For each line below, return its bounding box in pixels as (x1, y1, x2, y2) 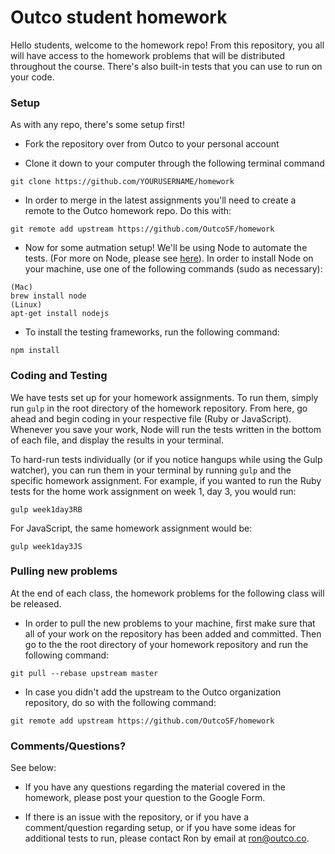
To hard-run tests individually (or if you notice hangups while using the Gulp (10, 453, 323, 465)
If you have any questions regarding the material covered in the (24, 781, 286, 793)
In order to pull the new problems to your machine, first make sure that (24, 617, 316, 629)
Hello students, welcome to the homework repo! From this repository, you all (10, 39, 325, 51)
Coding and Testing (10, 369, 108, 383)
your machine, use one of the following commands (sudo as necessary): (24, 263, 323, 275)
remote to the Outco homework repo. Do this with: (24, 205, 232, 217)
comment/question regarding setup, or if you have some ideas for (24, 822, 297, 834)
